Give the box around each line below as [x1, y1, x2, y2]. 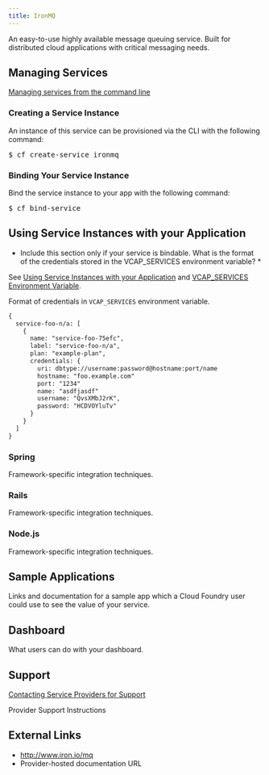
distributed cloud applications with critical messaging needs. [8, 42, 210, 52]
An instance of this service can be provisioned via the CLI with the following [8, 126, 260, 136]
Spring [8, 451, 35, 463]
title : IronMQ [8, 11, 56, 20]
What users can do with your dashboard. [8, 645, 143, 655]
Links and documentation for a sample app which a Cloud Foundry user [8, 591, 246, 601]
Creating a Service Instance [8, 107, 119, 119]
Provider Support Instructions [8, 706, 106, 715]
